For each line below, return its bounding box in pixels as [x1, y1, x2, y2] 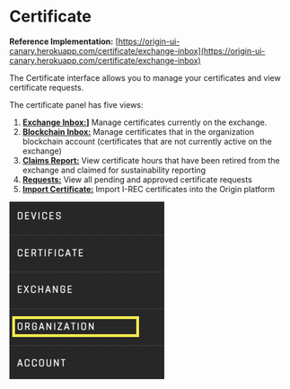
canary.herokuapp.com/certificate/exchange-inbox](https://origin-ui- [9, 45, 266, 56]
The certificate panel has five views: [9, 99, 144, 110]
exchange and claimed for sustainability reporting [22, 164, 207, 175]
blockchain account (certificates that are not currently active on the [22, 136, 272, 146]
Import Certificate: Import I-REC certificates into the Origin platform [22, 183, 276, 194]
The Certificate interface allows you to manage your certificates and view [9, 72, 281, 83]
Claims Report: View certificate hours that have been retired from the [22, 155, 280, 165]
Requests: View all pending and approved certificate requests [22, 173, 253, 185]
